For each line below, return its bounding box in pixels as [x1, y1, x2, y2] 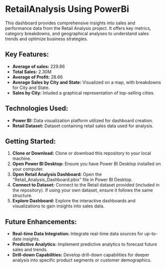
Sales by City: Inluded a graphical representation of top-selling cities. [12, 89, 155, 95]
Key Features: [5, 50, 49, 59]
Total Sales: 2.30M [12, 69, 52, 75]
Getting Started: [5, 137, 56, 145]
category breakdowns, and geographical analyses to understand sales [5, 30, 149, 36]
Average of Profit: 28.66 [12, 74, 63, 80]
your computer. [12, 166, 44, 172]
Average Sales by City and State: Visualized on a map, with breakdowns [12, 79, 161, 85]
